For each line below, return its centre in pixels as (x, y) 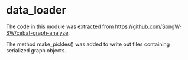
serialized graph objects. (36, 50)
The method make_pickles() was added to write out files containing (88, 44)
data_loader (36, 10)
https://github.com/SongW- (148, 26)
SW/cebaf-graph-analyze (37, 32)
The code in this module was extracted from (60, 26)
